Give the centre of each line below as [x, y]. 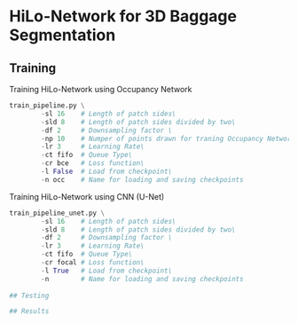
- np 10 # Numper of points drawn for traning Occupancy [153, 138]
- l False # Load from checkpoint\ [107, 171]
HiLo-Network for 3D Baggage [123, 16]
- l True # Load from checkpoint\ [107, 271]
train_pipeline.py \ [47, 106]
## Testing [29, 295]
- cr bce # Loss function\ [93, 163]
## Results [29, 311]
